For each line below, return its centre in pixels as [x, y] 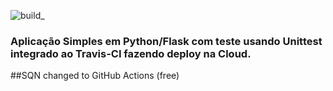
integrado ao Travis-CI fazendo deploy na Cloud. [131, 53]
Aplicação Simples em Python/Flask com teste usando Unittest [166, 41]
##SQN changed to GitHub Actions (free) [95, 76]
